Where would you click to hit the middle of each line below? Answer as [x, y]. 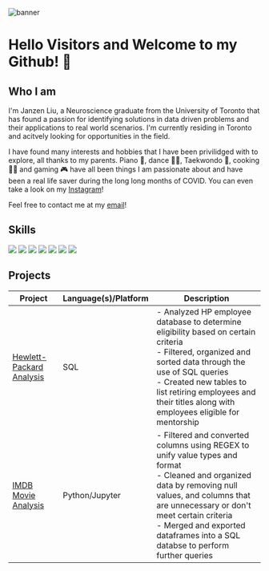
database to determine [199, 322]
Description [207, 298]
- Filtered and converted [203, 435]
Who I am [32, 91]
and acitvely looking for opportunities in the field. [89, 136]
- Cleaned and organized [204, 475]
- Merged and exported [201, 525]
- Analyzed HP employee [204, 311]
